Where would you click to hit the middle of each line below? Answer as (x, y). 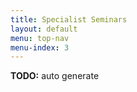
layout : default (44, 29)
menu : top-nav (40, 38)
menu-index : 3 (40, 47)
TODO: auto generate (55, 76)
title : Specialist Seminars (69, 19)
